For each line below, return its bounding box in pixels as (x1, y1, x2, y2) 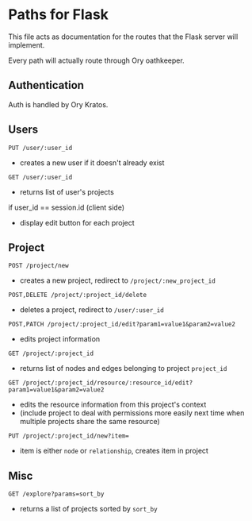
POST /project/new (8, 262, 69, 270)
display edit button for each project (19, 218, 135, 227)
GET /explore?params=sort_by (8, 490, 105, 498)
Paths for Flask (8, 6, 109, 24)
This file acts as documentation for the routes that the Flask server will (8, 32, 239, 41)
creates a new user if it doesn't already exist (19, 157, 165, 168)
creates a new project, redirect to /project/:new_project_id (19, 276, 216, 285)
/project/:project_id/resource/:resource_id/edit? (22, 379, 193, 387)
